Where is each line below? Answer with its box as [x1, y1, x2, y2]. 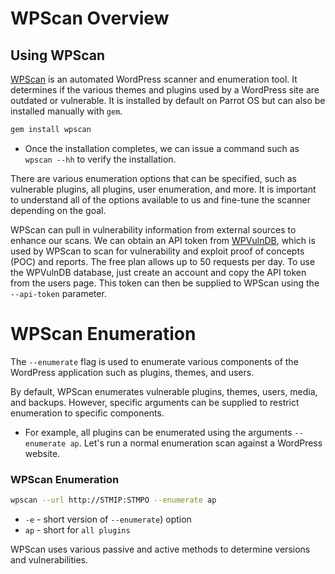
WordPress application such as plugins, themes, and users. [10, 366, 255, 378]
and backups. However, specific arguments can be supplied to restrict [10, 396, 300, 408]
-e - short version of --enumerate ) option [24, 513, 192, 525]
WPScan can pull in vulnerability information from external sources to [10, 223, 297, 236]
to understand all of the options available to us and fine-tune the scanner [10, 193, 312, 206]
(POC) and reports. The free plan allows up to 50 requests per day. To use [10, 255, 316, 267]
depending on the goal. [10, 204, 107, 216]
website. [24, 447, 61, 459]
